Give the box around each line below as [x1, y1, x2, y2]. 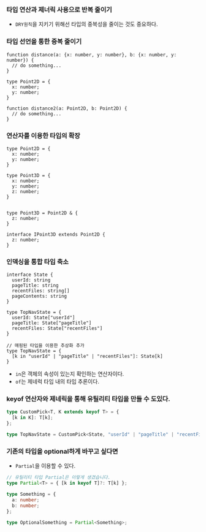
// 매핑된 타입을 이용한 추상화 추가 [6, 343, 85, 349]
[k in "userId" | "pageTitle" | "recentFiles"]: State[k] [12, 354, 164, 360]
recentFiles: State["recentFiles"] [12, 325, 103, 332]
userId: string [12, 277, 51, 283]
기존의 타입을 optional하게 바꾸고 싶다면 [6, 447, 118, 455]
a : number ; [12, 496, 40, 503]
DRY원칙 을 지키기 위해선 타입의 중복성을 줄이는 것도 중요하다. [15, 20, 158, 28]
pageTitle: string [12, 283, 59, 289]
